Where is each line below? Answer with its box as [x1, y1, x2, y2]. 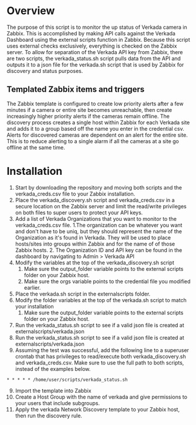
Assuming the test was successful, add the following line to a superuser [15, 346, 190, 354]
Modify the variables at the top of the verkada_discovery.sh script [15, 259, 175, 266]
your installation [15, 303, 55, 310]
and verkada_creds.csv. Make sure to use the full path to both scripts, [15, 359, 184, 366]
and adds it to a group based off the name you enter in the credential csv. [6, 125, 184, 132]
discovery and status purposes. [6, 67, 83, 74]
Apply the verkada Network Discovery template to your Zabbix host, [15, 406, 180, 413]
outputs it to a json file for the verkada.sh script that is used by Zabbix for [6, 61, 184, 68]
